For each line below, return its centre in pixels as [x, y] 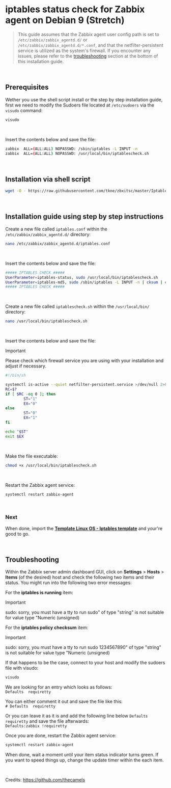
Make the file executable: [32, 456]
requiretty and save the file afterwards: [47, 721]
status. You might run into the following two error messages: [68, 583]
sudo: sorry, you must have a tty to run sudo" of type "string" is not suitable [85, 612]
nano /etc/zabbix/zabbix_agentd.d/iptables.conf [58, 244]
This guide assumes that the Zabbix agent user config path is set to [88, 34]
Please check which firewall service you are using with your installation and [84, 361]
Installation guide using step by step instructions [84, 217]
